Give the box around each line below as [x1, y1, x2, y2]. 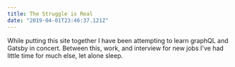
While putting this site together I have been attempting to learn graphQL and [7, 36, 229, 44]
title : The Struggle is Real [7, 10, 93, 18]
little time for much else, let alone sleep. [7, 51, 123, 60]
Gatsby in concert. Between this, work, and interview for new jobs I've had [7, 44, 224, 52]
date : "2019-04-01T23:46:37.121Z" [7, 17, 109, 24]
